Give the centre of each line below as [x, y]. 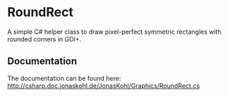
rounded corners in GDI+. [44, 39]
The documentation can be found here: [64, 78]
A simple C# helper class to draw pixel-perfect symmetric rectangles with [114, 32]
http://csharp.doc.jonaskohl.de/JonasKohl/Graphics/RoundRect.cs [103, 86]
